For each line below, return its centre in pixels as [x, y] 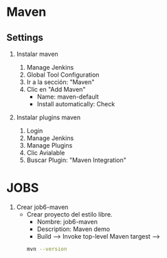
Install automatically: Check [76, 104]
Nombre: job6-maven [67, 221]
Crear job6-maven [42, 207]
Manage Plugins [49, 145]
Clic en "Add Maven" [56, 89]
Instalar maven [37, 54]
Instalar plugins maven [48, 117]
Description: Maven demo [74, 229]
